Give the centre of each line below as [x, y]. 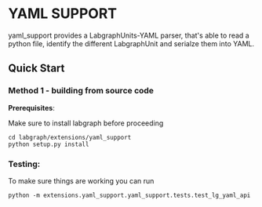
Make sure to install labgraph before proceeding [86, 123]
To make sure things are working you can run [81, 180]
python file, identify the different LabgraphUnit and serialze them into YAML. [131, 43]
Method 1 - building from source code [81, 91]
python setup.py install [49, 144]
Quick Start [36, 69]
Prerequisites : [31, 107]
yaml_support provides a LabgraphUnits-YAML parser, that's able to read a [129, 35]
